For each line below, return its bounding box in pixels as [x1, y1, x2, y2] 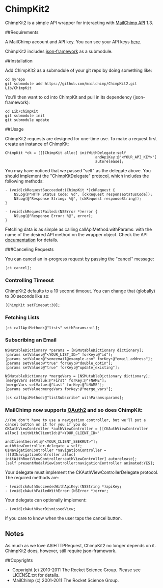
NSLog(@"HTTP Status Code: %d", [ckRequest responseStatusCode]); [14, 192, 153, 197]
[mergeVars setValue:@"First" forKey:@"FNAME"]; [5, 378, 107, 383]
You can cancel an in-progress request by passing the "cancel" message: [5, 256, 154, 262]
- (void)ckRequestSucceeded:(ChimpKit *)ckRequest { [5, 187, 115, 192]
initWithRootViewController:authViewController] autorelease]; [5, 457, 137, 462]
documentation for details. [5, 237, 58, 243]
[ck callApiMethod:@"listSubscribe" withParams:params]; [5, 395, 124, 400]
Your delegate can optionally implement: [5, 497, 87, 503]
